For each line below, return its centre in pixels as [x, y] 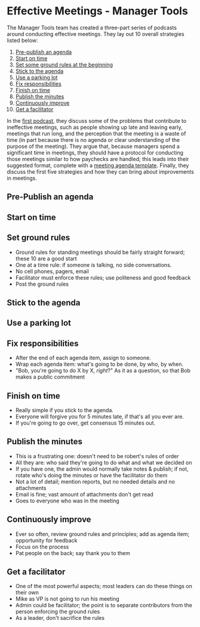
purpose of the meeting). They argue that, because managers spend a [93, 146]
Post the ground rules [42, 284]
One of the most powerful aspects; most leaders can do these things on [104, 586]
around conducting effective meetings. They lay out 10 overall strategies [96, 34]
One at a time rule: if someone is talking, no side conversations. [93, 265]
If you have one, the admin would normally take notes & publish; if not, [102, 469]
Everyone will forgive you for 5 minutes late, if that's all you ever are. [100, 416]
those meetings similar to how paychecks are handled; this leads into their [98, 159]
